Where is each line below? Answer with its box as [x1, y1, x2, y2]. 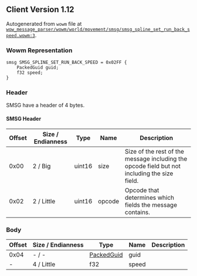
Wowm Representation [6, 46, 73, 54]
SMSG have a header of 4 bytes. [6, 102, 85, 109]
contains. [125, 208, 151, 216]
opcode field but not [125, 162, 181, 170]
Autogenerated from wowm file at [6, 20, 82, 27]
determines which [125, 193, 175, 202]
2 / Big [32, 162, 51, 170]
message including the [125, 155, 188, 163]
